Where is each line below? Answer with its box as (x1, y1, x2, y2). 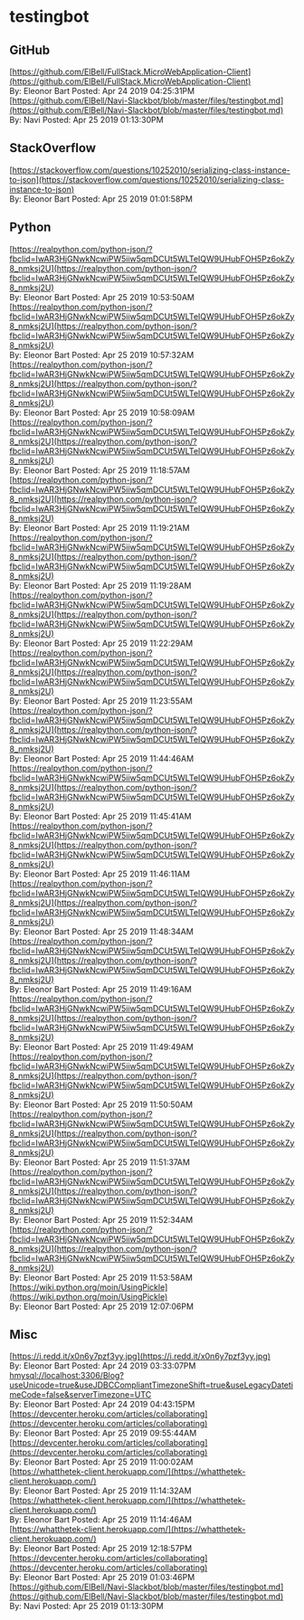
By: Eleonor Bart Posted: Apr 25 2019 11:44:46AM (9, 753, 195, 763)
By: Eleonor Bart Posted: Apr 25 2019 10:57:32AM (9, 349, 195, 360)
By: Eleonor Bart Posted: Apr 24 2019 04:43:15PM (9, 1399, 195, 1410)
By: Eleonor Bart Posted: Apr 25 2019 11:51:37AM (9, 1156, 190, 1168)
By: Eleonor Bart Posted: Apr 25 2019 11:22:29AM (9, 638, 194, 649)
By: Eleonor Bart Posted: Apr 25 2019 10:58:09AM (9, 407, 195, 418)
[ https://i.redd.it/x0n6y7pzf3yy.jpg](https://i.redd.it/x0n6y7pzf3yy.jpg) (9, 1350, 271, 1362)
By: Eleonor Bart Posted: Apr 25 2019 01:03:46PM (9, 1572, 195, 1583)
